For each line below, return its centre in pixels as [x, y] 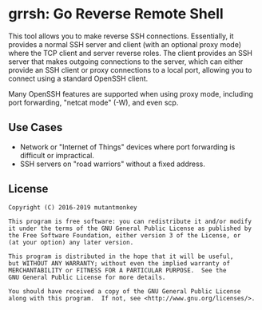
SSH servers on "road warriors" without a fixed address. [112, 164]
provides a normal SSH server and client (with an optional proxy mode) [125, 44]
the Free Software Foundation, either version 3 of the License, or [125, 235]
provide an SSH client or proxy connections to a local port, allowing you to [130, 70]
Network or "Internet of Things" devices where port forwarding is [127, 147]
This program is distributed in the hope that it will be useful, [121, 256]
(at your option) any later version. [71, 242]
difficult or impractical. [57, 155]
